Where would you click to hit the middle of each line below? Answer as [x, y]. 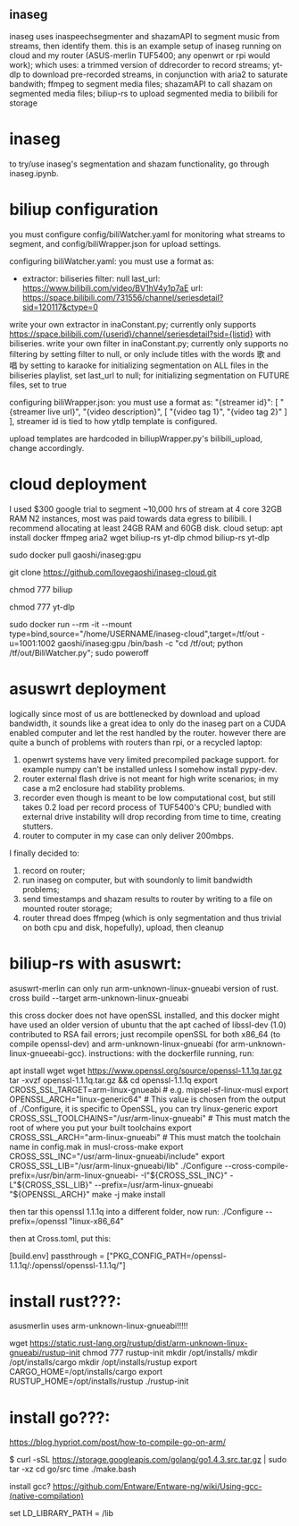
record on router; [54, 870]
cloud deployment [78, 484]
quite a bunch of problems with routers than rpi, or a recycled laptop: [136, 742]
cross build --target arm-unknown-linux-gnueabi [99, 998]
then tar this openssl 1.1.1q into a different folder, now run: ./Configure [136, 1211]
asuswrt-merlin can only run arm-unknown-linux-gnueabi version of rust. [144, 988]
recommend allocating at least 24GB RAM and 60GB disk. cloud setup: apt [146, 528]
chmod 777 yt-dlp [42, 607]
